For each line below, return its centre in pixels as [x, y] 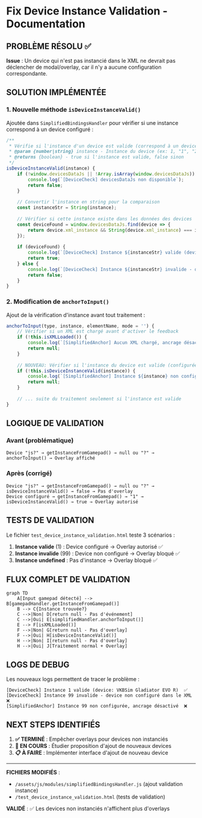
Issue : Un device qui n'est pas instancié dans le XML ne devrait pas [91, 61]
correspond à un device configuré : [50, 129]
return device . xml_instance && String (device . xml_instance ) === [110, 230]
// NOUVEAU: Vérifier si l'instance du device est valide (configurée [107, 365]
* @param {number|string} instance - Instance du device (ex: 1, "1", [99, 152]
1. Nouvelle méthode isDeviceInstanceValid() [74, 110]
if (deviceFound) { [41, 247]
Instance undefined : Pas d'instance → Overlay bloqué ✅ [86, 560]
